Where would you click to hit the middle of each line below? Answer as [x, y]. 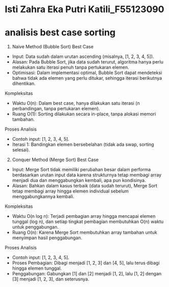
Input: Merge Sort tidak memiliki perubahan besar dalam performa [81, 170]
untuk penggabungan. [35, 227]
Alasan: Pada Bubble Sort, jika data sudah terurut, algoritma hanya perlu [88, 62]
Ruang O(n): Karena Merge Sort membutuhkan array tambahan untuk [84, 233]
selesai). [21, 150]
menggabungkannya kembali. [43, 197]
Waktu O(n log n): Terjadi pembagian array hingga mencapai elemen [84, 216]
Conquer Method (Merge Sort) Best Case [55, 160]
